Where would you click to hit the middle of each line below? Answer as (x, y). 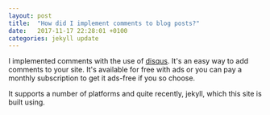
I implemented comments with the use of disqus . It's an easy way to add (129, 61)
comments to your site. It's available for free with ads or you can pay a (125, 70)
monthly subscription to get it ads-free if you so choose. (102, 78)
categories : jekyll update (54, 38)
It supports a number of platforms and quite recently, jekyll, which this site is (135, 94)
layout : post (30, 16)
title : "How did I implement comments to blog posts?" (104, 23)
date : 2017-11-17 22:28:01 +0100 (68, 31)
